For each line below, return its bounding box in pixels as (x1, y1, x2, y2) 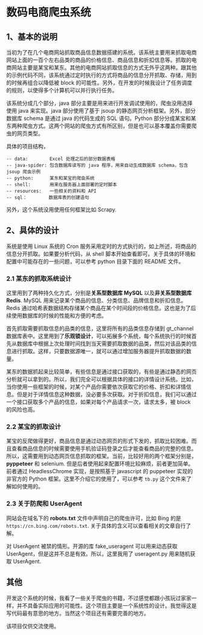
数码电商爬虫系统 (6, 5, 92, 19)
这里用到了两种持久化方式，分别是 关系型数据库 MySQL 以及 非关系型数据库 (6, 289, 192, 297)
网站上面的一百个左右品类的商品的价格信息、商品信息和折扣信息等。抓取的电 (6, 56, 197, 64)
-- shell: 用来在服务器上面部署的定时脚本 (6, 182, 117, 188)
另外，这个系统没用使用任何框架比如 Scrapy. (6, 206, 117, 213)
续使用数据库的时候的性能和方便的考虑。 (6, 312, 107, 319)
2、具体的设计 (6, 225, 59, 236)
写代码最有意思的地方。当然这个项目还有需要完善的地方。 (6, 610, 149, 617)
